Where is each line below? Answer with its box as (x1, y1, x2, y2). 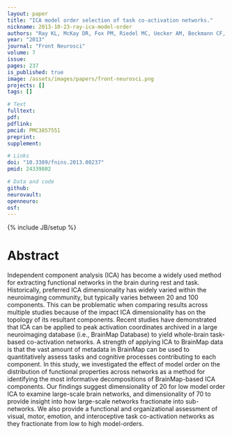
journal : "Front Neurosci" (7, 43, 86, 50)
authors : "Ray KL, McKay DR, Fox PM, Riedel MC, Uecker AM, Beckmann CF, (7, 29, 226, 37)
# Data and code (7, 178, 54, 185)
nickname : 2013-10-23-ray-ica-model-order (7, 23, 132, 30)
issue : (7, 56, 26, 63)
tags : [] (7, 88, 33, 95)
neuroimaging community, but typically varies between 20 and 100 (7, 293, 199, 301)
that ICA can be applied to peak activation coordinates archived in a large (7, 323, 218, 331)
